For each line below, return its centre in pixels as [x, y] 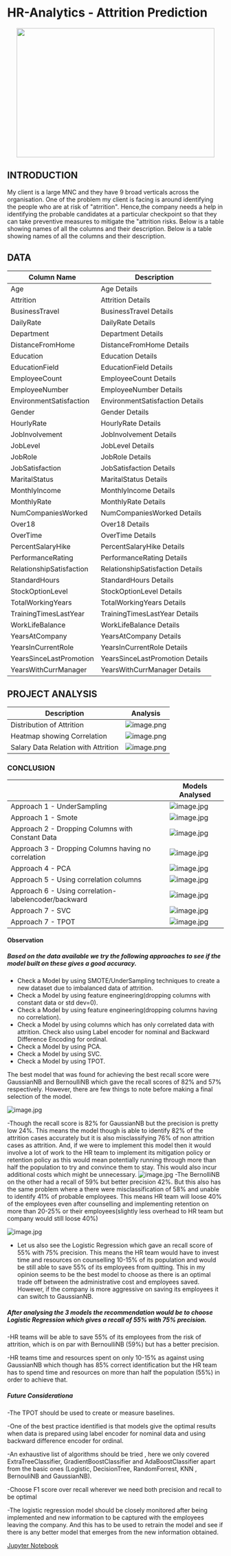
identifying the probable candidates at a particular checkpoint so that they [112, 214]
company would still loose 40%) [53, 1219]
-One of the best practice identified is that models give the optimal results [112, 1426]
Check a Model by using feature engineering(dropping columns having [117, 1010]
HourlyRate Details [131, 423]
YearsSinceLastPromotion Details [154, 658]
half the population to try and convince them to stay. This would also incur [112, 1167]
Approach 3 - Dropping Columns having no [81, 848]
